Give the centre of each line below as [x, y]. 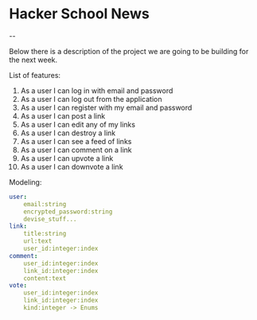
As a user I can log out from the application [91, 99]
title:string [45, 234]
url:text [38, 241]
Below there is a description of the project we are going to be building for [129, 51]
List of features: [35, 75]
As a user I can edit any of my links [78, 124]
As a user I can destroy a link [68, 133]
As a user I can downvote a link [72, 166]
